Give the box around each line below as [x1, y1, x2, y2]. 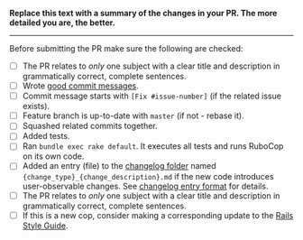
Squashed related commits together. [22, 121, 158, 132]
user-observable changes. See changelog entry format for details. [22, 180, 269, 191]
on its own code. [22, 151, 85, 162]
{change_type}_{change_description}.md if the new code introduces [22, 171, 274, 181]
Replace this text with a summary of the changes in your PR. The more [9, 8, 278, 18]
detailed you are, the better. [9, 17, 115, 28]
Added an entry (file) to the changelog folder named [22, 161, 216, 171]
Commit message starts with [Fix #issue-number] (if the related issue [22, 90, 282, 102]
